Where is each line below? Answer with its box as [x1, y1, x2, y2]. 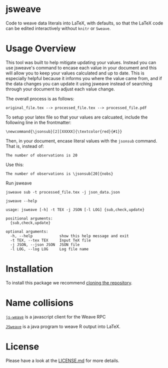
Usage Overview [5, 43, 76, 54]
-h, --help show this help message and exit [10, 233, 129, 238]
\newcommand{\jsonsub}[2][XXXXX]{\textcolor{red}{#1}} [5, 129, 122, 134]
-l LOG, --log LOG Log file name [10, 246, 89, 251]
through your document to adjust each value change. [5, 86, 115, 92]
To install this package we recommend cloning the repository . [5, 279, 133, 285]
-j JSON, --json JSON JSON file [10, 242, 80, 247]
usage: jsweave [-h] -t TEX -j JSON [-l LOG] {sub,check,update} [5, 207, 144, 212]
